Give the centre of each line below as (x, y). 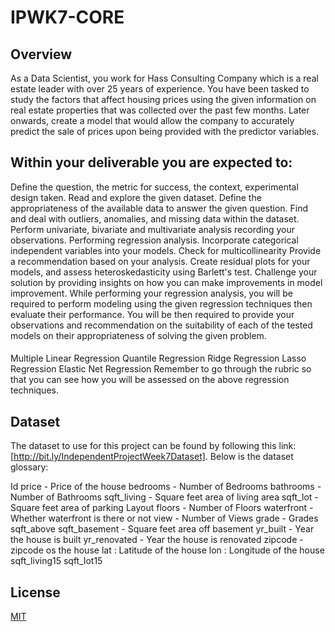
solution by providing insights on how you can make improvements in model (166, 282)
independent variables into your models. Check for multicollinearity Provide (166, 250)
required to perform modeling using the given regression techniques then (161, 303)
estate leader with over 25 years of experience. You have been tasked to (160, 89)
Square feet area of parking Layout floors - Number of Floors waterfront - (162, 508)
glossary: (29, 467)
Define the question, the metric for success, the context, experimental (154, 187)
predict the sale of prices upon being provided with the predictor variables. (165, 131)
